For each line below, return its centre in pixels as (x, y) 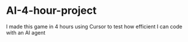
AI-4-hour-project (51, 11)
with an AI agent (26, 32)
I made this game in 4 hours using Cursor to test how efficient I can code (94, 26)
